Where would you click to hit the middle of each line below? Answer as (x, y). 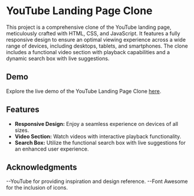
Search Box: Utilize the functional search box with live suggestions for (100, 142)
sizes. (22, 130)
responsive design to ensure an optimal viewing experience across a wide (96, 39)
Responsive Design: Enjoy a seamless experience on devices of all (96, 124)
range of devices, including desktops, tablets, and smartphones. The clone (97, 46)
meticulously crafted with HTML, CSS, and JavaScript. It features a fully (93, 33)
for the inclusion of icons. (37, 188)
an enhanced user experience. (52, 149)
